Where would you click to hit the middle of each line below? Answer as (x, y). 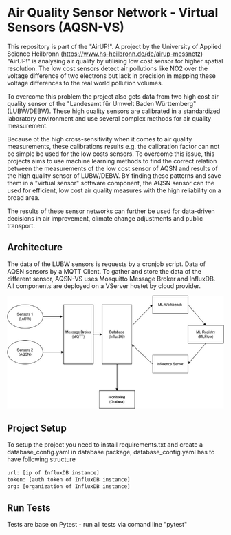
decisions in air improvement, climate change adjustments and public (105, 218)
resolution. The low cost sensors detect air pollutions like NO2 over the (108, 68)
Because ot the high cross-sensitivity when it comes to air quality (100, 139)
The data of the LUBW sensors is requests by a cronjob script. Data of (107, 264)
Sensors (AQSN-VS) (66, 27)
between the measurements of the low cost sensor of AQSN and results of (112, 168)
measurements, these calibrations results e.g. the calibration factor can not (113, 146)
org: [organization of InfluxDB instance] (69, 487)
